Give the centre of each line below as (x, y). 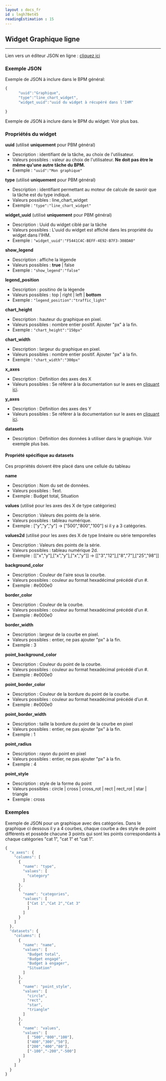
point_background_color (31, 655)
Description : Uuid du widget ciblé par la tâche (60, 225)
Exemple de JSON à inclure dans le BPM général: (55, 79)
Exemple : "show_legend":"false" (46, 270)
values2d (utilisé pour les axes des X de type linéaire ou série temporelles (81, 536)
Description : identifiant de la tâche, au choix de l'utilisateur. (73, 154)
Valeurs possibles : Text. (37, 491)
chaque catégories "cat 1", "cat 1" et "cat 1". (49, 839)
